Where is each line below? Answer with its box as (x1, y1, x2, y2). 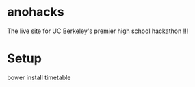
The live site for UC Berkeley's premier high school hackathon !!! (7, 27, 189, 35)
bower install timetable (7, 73, 71, 82)
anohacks (7, 4, 64, 20)
